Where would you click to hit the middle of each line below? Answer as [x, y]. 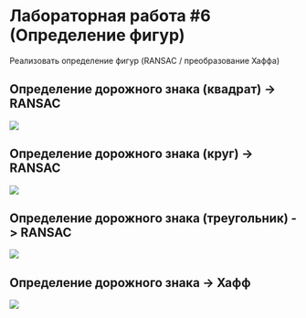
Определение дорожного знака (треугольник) [149, 218]
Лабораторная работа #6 [111, 16]
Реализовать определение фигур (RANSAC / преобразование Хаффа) [145, 60]
